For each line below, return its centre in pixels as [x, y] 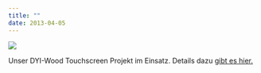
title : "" [25, 15]
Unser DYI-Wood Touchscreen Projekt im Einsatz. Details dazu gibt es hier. [130, 60]
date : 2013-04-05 [37, 23]
